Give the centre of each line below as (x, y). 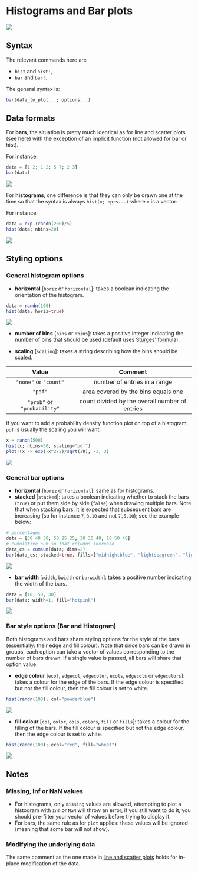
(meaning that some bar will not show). (62, 829)
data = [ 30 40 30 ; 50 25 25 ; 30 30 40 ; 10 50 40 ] (68, 539)
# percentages (24, 533)
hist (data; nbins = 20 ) (33, 229)
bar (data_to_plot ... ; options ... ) (49, 100)
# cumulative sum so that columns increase (60, 544)
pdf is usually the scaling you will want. (54, 429)
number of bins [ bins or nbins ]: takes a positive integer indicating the (99, 334)
